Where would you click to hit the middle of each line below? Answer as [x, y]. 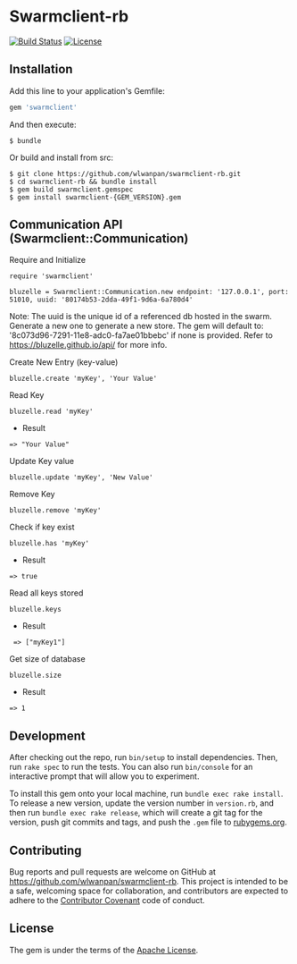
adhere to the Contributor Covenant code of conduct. [107, 901]
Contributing [45, 850]
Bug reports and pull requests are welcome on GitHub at [113, 872]
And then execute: [43, 124]
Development [48, 736]
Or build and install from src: [62, 157]
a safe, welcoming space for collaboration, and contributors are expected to [148, 891]
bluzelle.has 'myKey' [49, 544]
